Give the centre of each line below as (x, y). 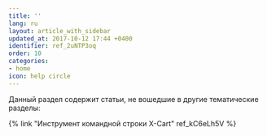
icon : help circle (39, 76)
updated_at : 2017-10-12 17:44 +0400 (70, 38)
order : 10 (25, 53)
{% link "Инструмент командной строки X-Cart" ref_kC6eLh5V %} (123, 123)
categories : (28, 62)
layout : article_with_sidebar (60, 31)
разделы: (24, 108)
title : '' (25, 16)
